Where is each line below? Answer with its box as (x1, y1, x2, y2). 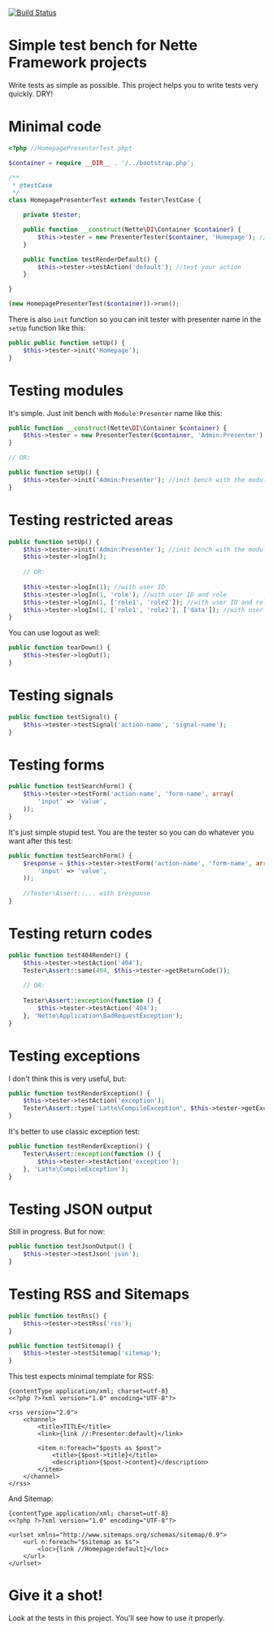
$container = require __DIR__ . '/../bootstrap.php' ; (8, 158, 195, 167)
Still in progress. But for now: (8, 1227, 106, 1237)
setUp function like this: (8, 323, 86, 332)
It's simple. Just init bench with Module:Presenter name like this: (8, 408, 223, 418)
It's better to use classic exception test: (8, 1126, 141, 1136)
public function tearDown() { (8, 644, 111, 652)
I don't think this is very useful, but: (8, 1074, 127, 1083)
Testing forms (8, 756, 106, 774)
